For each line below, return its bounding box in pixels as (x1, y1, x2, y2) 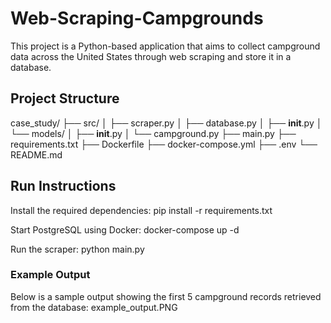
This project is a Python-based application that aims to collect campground (10, 40, 321, 52)
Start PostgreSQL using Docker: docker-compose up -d (10, 223, 240, 236)
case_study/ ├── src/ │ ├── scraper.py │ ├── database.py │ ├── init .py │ (10, 117, 323, 129)
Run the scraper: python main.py (10, 243, 145, 255)
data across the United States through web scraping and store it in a (10, 50, 292, 62)
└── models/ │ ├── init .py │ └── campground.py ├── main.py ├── (10, 127, 297, 139)
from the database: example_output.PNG (10, 301, 178, 313)
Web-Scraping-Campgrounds (10, 7, 264, 30)
